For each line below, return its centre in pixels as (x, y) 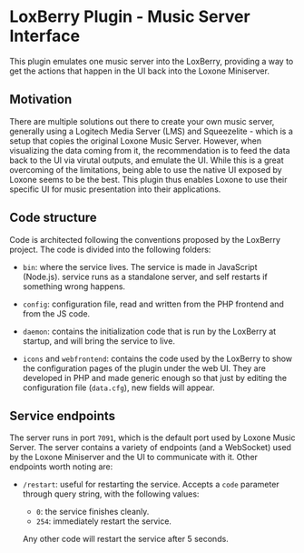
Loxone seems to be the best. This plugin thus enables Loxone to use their (148, 179)
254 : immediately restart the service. (104, 521)
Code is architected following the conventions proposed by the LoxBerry (145, 239)
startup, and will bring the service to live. (98, 341)
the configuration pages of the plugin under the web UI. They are (144, 368)
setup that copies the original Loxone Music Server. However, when (136, 141)
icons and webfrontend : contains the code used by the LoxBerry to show (157, 358)
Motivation (41, 100)
